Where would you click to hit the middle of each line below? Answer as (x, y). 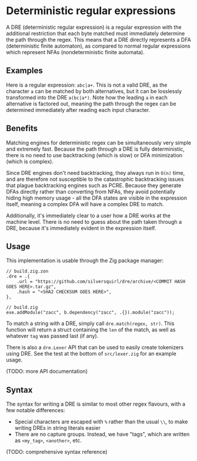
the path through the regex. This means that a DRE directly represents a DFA (98, 39)
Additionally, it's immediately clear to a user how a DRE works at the (88, 215)
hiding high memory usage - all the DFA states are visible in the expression (96, 198)
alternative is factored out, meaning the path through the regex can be (91, 104)
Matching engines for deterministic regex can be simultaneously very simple (98, 142)
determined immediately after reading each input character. (78, 110)
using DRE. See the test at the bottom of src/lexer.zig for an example (91, 354)
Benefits (22, 129)
